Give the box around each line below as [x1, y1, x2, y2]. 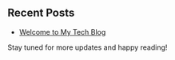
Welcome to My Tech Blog [18, 27, 106, 36]
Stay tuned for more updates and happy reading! [7, 43, 168, 52]
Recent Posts [7, 6, 75, 20]
